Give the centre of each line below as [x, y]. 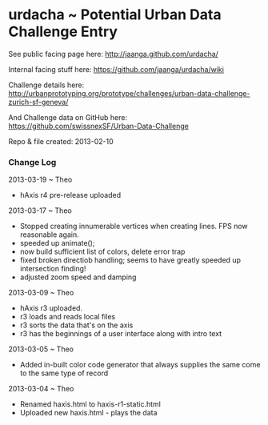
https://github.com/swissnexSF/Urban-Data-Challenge [99, 126]
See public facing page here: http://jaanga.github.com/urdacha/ [113, 54]
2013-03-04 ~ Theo [41, 389]
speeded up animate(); [57, 243]
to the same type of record [64, 373]
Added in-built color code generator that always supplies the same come [140, 365]
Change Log [32, 162]
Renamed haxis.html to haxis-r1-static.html [90, 404]
